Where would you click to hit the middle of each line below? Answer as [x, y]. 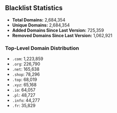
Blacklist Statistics [34, 8]
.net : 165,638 [26, 69]
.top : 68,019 [25, 80]
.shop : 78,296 [26, 74]
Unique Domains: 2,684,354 [41, 25]
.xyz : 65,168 [24, 85]
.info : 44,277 [26, 100]
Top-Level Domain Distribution [42, 48]
